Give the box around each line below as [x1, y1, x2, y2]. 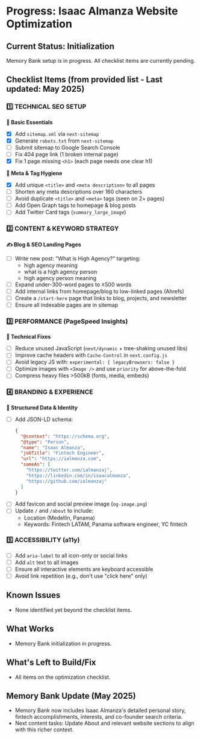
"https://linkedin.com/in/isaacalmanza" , [26, 472, 131, 478]
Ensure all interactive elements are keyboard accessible [14, 565, 153, 573]
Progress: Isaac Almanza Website [6, 4, 179, 18]
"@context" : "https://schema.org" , [20, 433, 110, 439]
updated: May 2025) [6, 84, 85, 94]
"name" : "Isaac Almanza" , [20, 444, 85, 451]
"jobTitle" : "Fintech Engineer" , [20, 450, 105, 457]
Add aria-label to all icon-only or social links [14, 551, 128, 559]
